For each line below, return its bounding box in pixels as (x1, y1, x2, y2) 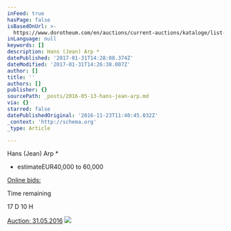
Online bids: (7, 176, 41, 184)
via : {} (7, 99, 30, 106)
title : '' (7, 73, 36, 81)
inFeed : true (7, 10, 45, 17)
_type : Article (7, 125, 51, 132)
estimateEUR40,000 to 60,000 (16, 162, 104, 171)
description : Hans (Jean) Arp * (7, 49, 100, 56)
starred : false (7, 106, 51, 112)
